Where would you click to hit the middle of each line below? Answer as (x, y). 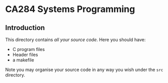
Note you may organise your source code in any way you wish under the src (84, 69)
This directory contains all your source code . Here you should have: (75, 39)
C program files (29, 49)
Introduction (25, 28)
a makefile (23, 60)
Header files (25, 54)
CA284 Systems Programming (70, 9)
